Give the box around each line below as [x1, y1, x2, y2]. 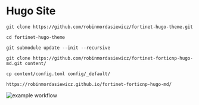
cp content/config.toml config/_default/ [6, 70, 111, 77]
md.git [6, 60, 23, 66]
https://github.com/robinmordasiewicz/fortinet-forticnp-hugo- [32, 55, 194, 61]
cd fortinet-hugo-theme [6, 34, 66, 40]
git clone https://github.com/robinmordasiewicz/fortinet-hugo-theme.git [6, 24, 194, 30]
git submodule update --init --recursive [6, 45, 111, 51]
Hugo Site [6, 4, 56, 18]
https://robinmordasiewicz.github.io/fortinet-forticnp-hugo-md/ [6, 81, 172, 87]
